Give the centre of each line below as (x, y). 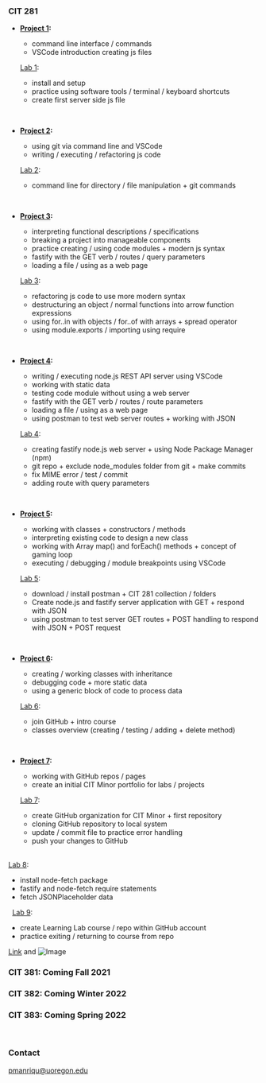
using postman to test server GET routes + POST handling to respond (145, 619)
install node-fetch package (64, 880)
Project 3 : (36, 216)
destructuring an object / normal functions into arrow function (133, 305)
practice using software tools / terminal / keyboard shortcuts (131, 91)
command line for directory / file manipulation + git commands (134, 185)
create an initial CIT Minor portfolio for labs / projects (118, 785)
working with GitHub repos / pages (89, 776)
